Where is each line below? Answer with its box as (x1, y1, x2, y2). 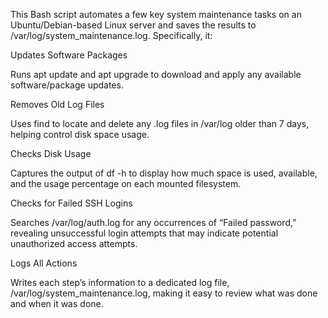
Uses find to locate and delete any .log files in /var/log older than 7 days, (10, 118, 310, 129)
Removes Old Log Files (10, 99, 105, 110)
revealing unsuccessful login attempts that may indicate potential (10, 227, 279, 239)
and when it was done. (10, 298, 104, 309)
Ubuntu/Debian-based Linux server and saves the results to (10, 19, 257, 31)
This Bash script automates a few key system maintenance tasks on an (10, 9, 302, 20)
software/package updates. (10, 79, 124, 91)
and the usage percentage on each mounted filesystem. (10, 178, 242, 189)
